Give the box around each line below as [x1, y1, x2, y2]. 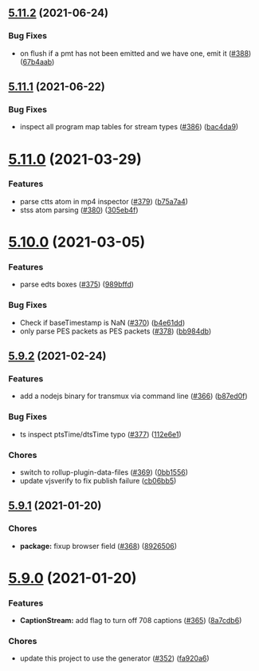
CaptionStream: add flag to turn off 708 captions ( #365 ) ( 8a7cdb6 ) [19, 616, 242, 626]
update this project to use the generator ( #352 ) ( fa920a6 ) [19, 653, 210, 663]
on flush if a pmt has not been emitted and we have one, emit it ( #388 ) [19, 48, 252, 58]
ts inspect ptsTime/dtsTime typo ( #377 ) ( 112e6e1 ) [19, 429, 182, 439]
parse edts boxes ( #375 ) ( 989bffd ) [19, 279, 134, 290]
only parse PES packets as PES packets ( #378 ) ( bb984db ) [19, 326, 212, 336]
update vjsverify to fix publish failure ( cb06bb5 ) [19, 476, 177, 485]
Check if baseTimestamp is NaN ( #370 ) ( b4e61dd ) [19, 318, 186, 327]
